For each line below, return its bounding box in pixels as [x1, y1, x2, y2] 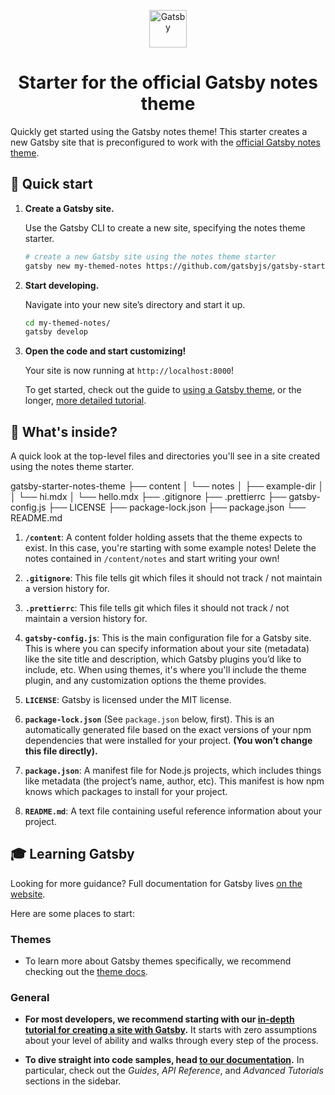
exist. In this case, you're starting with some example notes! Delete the [24, 542, 317, 554]
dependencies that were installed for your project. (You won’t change [24, 735, 313, 747]
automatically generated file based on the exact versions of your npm [24, 724, 312, 736]
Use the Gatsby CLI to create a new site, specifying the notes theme [24, 221, 306, 234]
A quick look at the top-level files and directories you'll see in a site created [10, 450, 321, 462]
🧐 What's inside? [10, 423, 118, 440]
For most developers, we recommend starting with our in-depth [24, 1013, 295, 1025]
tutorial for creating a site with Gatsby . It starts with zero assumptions [24, 1024, 318, 1036]
